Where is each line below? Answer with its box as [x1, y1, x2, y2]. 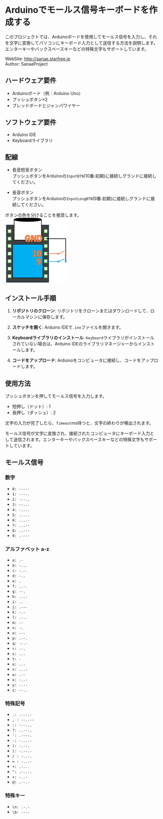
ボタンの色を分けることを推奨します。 [5, 212, 82, 218]
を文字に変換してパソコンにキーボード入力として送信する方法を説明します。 [5, 40, 158, 45]
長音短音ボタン [12, 167, 42, 173]
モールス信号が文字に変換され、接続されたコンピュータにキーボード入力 [5, 431, 150, 436]
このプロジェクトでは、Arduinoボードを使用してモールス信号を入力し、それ [5, 34, 157, 40]
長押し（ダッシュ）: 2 [12, 409, 56, 415]
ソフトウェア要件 [5, 118, 56, 127]
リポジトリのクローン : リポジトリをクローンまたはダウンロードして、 [12, 308, 151, 314]
